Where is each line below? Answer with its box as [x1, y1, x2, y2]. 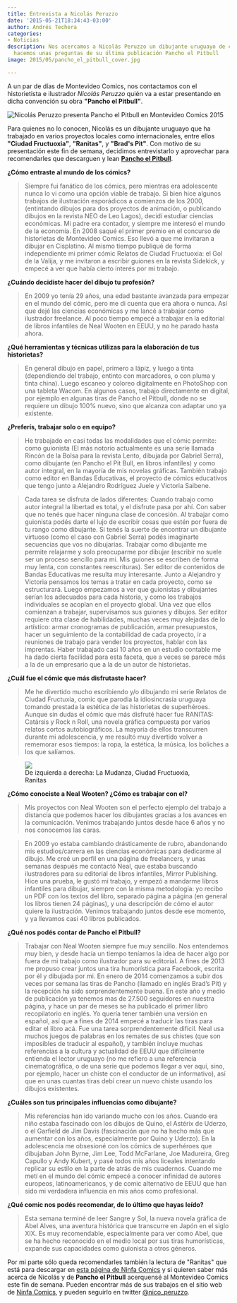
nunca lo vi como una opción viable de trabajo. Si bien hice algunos [24, 189, 221, 198]
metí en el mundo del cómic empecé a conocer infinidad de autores [24, 1172, 221, 1180]
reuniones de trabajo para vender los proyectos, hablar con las [24, 637, 207, 646]
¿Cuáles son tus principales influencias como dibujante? [7, 1097, 177, 1106]
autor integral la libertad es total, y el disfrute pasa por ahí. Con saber [24, 502, 227, 511]
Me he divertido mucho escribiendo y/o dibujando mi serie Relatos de [24, 687, 227, 696]
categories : [7, 30, 42, 37]
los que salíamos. [24, 747, 75, 756]
